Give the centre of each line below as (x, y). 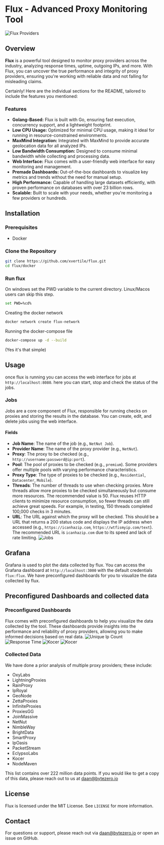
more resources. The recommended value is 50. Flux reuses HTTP (79, 496)
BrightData (23, 732)
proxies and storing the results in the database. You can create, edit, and (78, 416)
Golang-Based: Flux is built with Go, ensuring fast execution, (74, 120)
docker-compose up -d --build (36, 340)
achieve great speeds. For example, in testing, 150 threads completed (82, 506)
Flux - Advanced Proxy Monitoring (76, 9)
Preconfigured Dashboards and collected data (77, 596)
